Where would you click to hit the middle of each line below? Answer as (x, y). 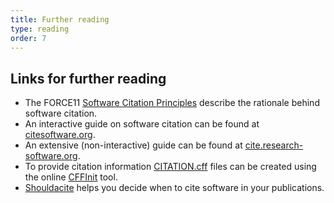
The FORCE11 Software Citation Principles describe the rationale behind (172, 103)
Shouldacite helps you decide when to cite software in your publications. (174, 188)
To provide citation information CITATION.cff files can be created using (170, 167)
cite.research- (274, 145)
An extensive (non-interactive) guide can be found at (133, 145)
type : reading (40, 29)
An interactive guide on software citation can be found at (142, 124)
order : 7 (28, 38)
